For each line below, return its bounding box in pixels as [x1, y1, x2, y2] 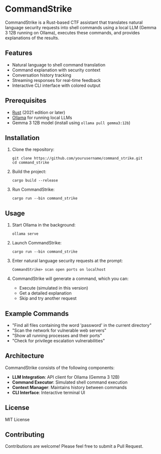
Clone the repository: [12, 146, 55, 152]
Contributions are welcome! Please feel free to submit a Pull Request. [5, 443, 144, 449]
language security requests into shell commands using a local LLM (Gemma [5, 24, 157, 30]
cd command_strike [12, 160, 49, 165]
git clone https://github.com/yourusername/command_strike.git [12, 156, 143, 161]
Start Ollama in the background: [12, 222, 76, 228]
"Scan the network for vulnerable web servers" [12, 327, 107, 333]
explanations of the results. [5, 35, 60, 41]
